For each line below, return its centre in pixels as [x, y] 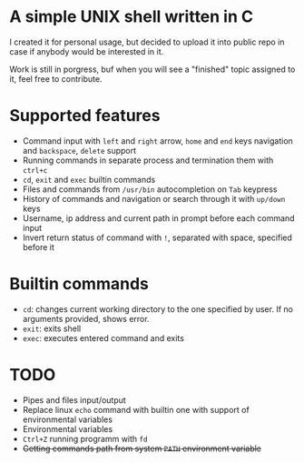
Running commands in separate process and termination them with [148, 160]
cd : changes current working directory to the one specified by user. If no [157, 309]
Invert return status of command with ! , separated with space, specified [157, 237]
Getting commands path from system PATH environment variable [142, 448]
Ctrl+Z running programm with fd [85, 438]
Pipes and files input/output [74, 400]
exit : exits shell [52, 328]
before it [38, 247]
